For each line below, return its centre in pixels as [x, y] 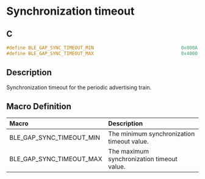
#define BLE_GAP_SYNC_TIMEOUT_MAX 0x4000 [102, 53]
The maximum [129, 152]
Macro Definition [39, 106]
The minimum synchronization [152, 134]
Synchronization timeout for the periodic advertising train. [79, 87]
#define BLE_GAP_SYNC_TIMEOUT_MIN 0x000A [102, 48]
